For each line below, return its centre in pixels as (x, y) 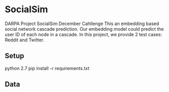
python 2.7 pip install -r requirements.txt (47, 68)
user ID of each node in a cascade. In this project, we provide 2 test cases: (83, 34)
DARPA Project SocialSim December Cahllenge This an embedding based (82, 24)
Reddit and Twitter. (25, 40)
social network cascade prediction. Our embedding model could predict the (84, 29)
